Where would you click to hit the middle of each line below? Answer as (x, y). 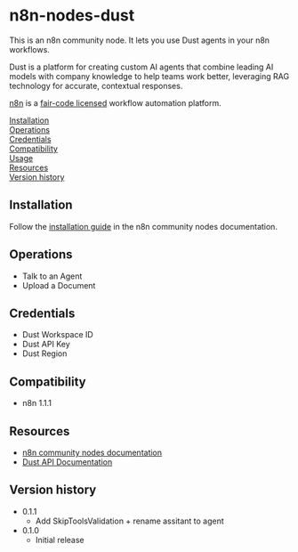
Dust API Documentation (67, 462)
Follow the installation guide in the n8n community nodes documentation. (144, 226)
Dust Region (44, 353)
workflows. (30, 49)
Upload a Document (59, 285)
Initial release (60, 540)
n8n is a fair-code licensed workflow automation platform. (115, 102)
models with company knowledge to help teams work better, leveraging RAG (149, 76)
